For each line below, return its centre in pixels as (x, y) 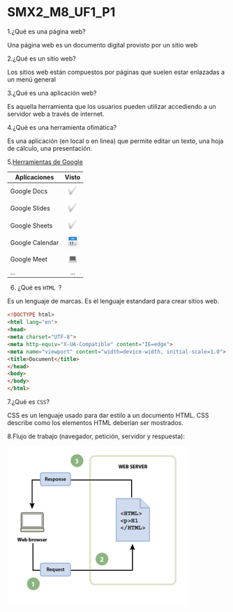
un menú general (32, 79)
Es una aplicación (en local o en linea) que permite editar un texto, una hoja (115, 141)
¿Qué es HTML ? (39, 288)
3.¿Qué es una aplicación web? (52, 93)
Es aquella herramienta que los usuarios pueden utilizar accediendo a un (112, 106)
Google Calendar (35, 242)
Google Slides (30, 208)
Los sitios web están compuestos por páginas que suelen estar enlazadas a (116, 72)
